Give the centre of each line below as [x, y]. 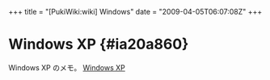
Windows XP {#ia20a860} [99, 44]
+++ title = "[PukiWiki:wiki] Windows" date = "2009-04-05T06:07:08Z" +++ [135, 12]
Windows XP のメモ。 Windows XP [67, 67]
